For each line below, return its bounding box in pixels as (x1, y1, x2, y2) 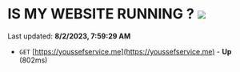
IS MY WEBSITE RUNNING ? (7, 5, 195, 23)
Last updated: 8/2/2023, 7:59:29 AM (7, 31, 131, 41)
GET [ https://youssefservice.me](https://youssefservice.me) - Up (18, 46, 232, 56)
